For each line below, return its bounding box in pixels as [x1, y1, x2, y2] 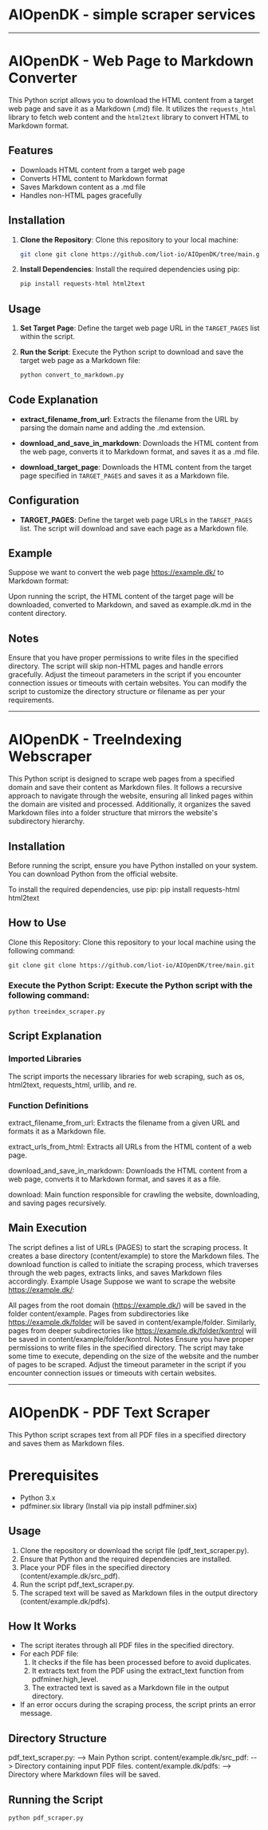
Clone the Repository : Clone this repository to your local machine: [19, 235, 239, 244]
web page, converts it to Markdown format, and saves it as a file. [8, 1174, 222, 1184]
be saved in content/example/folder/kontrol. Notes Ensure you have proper [8, 1334, 254, 1343]
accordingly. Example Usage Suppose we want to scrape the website [8, 1276, 236, 1286]
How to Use [8, 916, 67, 930]
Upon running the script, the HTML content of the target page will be [8, 592, 234, 601]
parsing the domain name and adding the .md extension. [19, 423, 206, 432]
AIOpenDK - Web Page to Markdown [8, 52, 254, 70]
